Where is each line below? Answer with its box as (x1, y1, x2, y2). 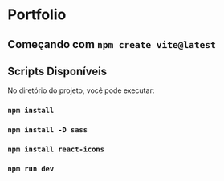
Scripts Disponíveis (7, 64, 108, 78)
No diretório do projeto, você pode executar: (7, 86, 155, 95)
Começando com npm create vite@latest (7, 38, 216, 51)
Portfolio (7, 6, 67, 24)
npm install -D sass (7, 126, 88, 135)
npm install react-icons (7, 145, 105, 154)
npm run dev (7, 164, 55, 174)
